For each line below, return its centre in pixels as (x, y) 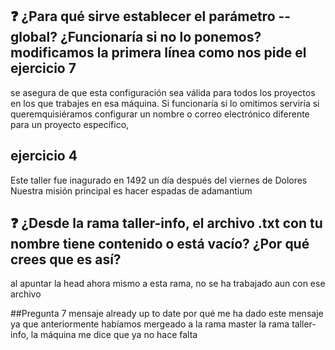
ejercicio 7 (43, 68)
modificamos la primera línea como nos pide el (158, 53)
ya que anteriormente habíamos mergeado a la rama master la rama (150, 324)
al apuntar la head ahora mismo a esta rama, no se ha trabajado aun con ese (168, 284)
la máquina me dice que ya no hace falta (114, 335)
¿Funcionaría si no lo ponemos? (160, 37)
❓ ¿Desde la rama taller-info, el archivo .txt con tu (166, 223)
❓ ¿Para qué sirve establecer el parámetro (143, 16)
